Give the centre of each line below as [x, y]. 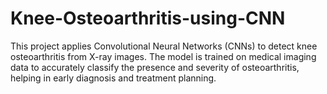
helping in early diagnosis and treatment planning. [113, 78]
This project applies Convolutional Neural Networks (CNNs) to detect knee [164, 46]
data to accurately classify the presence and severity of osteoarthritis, [155, 67]
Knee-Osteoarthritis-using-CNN [148, 18]
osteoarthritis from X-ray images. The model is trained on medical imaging [163, 56]
